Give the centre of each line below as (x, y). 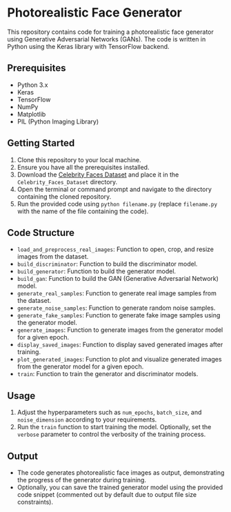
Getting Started (41, 143)
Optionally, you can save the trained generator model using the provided (120, 487)
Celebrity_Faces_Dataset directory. (67, 181)
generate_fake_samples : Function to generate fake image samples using (119, 315)
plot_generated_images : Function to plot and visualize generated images (119, 360)
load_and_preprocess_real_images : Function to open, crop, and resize (115, 249)
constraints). (35, 502)
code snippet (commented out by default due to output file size (107, 494)
